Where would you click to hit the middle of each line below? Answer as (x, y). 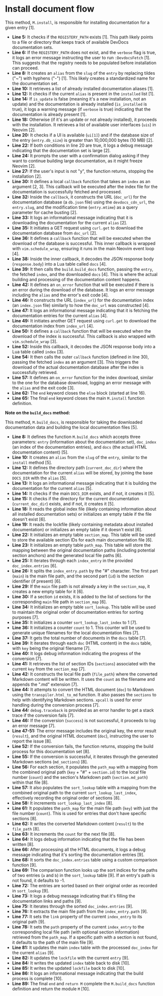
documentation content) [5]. (40, 452)
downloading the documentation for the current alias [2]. (70, 222)
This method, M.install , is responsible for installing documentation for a (77, 22)
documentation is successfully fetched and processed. (67, 192)
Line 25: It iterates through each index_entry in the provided (72, 560)
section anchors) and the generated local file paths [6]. (67, 555)
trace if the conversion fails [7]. (43, 715)
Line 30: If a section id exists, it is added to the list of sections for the (81, 596)
